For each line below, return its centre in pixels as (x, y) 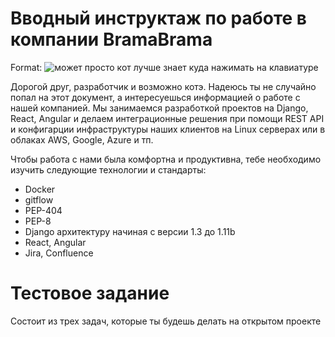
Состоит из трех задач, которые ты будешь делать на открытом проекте (166, 321)
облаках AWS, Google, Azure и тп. (82, 139)
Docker (40, 189)
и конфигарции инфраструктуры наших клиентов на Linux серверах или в (168, 129)
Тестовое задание (90, 293)
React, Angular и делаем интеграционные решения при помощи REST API (167, 118)
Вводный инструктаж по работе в (158, 18)
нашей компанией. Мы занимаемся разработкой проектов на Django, (159, 108)
